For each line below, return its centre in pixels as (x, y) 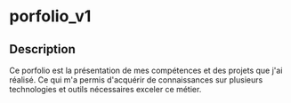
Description (42, 49)
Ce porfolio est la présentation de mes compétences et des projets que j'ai (146, 70)
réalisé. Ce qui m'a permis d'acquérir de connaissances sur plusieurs (136, 80)
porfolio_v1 (50, 16)
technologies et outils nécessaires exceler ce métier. (105, 89)
